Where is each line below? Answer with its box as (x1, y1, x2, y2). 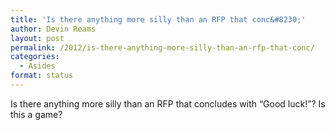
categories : (10, 52, 60, 62)
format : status (10, 71, 74, 81)
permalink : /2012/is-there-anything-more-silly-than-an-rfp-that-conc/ (10, 42, 315, 53)
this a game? (10, 108, 63, 120)
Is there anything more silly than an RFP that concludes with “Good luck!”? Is (10, 97, 326, 110)
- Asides (19, 61, 56, 71)
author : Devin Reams (10, 24, 97, 34)
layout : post (10, 33, 65, 43)
